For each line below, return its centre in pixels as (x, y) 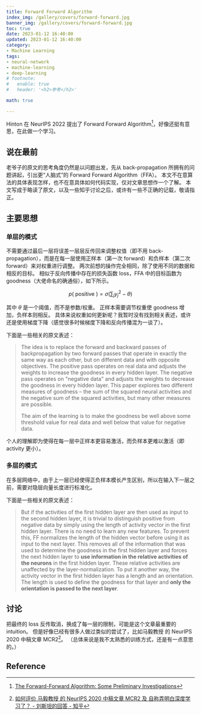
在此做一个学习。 (37, 131)
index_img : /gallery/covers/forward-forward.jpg (68, 17)
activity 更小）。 (25, 449)
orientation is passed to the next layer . (69, 588)
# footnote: (21, 78)
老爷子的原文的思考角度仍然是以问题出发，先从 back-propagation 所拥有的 (98, 168)
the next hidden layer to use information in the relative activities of (104, 556)
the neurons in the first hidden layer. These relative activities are (100, 563)
